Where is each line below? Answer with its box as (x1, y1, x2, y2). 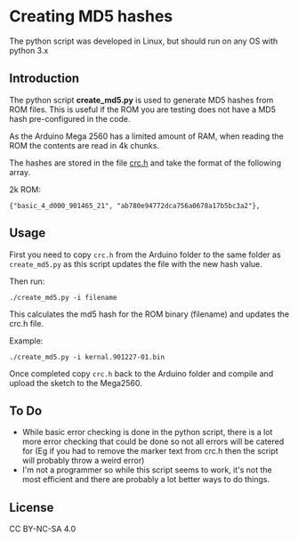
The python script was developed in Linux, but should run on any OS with (9, 36, 278, 46)
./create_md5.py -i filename (9, 293, 117, 302)
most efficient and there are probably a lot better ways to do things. (21, 474, 270, 485)
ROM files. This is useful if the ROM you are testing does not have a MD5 (9, 104, 277, 115)
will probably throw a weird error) (21, 456, 145, 466)
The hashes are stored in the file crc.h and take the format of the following (9, 157, 282, 168)
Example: (9, 335, 44, 346)
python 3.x (9, 44, 49, 55)
